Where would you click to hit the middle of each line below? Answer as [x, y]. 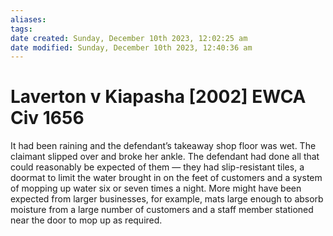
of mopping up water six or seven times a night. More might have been [156, 188]
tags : [21, 29]
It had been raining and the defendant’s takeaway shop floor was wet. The [163, 146]
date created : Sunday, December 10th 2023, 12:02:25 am [129, 38]
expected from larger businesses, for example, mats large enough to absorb [167, 199]
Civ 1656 [47, 118]
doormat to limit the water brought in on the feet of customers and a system [166, 178]
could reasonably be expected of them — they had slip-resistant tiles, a [157, 167]
